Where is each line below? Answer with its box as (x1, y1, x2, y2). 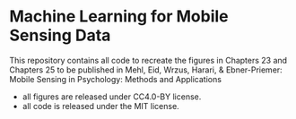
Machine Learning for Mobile (9, 6, 229, 27)
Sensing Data (9, 25, 111, 46)
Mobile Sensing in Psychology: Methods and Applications (9, 73, 222, 84)
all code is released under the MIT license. (22, 100, 179, 111)
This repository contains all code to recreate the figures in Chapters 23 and (9, 55, 288, 65)
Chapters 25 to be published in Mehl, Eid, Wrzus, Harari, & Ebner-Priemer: (9, 64, 283, 75)
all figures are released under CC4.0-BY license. (22, 91, 202, 102)
